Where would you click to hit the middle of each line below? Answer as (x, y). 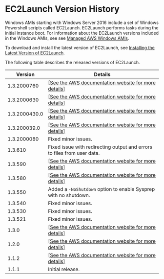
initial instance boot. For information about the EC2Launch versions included (82, 33)
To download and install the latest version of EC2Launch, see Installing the (80, 47)
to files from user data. (74, 153)
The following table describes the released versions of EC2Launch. (72, 62)
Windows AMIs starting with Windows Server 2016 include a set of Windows (82, 23)
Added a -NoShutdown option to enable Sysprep (102, 189)
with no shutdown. (69, 195)
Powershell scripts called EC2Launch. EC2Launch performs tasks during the (82, 27)
